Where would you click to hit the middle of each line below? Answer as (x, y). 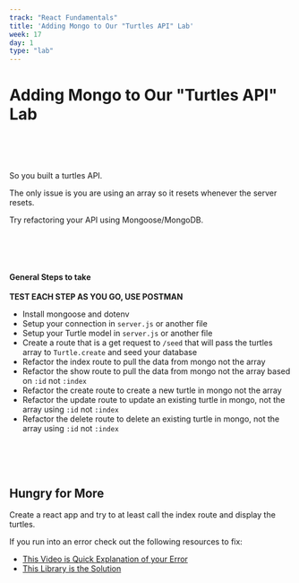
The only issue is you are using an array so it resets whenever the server (143, 193)
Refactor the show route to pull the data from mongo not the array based (156, 371)
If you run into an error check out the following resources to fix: (126, 542)
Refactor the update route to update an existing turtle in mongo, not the (154, 400)
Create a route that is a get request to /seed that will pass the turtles (147, 343)
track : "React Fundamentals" (64, 17)
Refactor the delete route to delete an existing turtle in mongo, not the (151, 419)
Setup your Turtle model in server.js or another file (117, 334)
